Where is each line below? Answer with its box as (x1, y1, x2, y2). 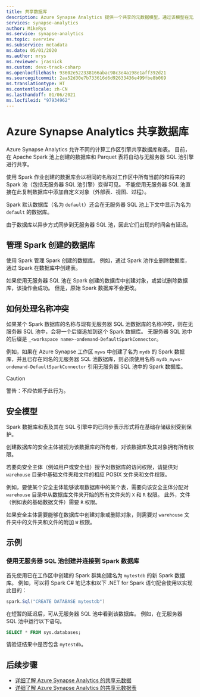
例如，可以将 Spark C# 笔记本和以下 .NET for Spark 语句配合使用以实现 (17, 579, 193, 586)
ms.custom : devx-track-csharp (6, 64, 82, 70)
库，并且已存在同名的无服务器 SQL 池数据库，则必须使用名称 (6, 356, 155, 363)
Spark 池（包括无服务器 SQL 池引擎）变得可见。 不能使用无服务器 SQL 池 (6, 181, 186, 188)
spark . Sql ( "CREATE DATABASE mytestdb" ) (6, 598, 105, 605)
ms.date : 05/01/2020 (6, 48, 58, 54)
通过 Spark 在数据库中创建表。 (6, 265, 82, 272)
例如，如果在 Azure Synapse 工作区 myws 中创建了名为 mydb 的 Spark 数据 (6, 348, 185, 355)
